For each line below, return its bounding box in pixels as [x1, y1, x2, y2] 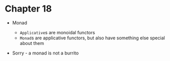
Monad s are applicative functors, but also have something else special [19, 35, 165, 41]
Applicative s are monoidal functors [19, 29, 95, 35]
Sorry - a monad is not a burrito [12, 50, 79, 56]
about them [19, 40, 44, 46]
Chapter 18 [5, 3, 52, 15]
